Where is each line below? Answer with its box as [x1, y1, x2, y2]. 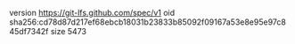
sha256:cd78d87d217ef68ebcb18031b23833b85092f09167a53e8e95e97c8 [9, 17, 287, 27]
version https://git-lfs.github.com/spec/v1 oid [9, 8, 176, 18]
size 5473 [50, 26, 87, 36]
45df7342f [9, 26, 49, 36]
